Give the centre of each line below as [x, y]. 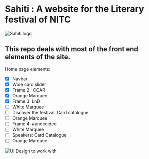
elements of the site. [38, 57]
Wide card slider [29, 84]
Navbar [20, 79]
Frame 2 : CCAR [29, 90]
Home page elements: [28, 69]
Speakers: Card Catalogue [39, 135]
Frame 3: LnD [26, 101]
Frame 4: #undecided [34, 124]
